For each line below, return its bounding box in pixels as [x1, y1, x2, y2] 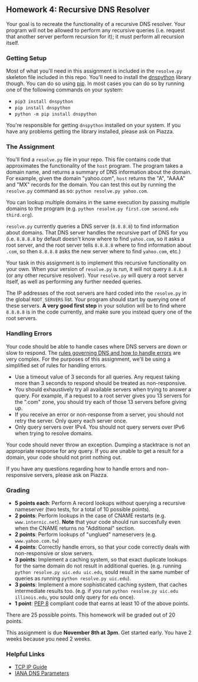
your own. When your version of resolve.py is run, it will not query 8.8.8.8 [6, 266, 187, 273]
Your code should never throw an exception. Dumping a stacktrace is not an [6, 441, 190, 448]
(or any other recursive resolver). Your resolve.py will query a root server [6, 272, 184, 279]
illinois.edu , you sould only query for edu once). [14, 593, 136, 601]
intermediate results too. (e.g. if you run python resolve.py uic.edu [14, 588, 179, 594]
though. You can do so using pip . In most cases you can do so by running [6, 80, 184, 87]
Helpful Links [6, 650, 45, 658]
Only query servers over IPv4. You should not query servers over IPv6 [14, 423, 185, 430]
